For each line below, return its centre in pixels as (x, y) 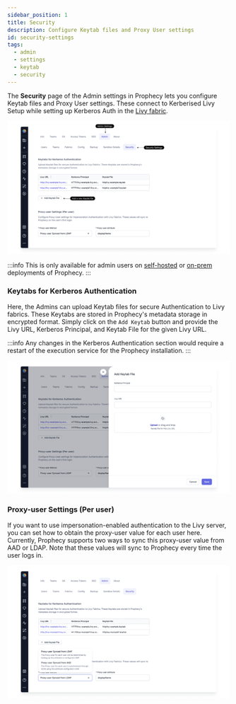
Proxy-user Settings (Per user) (61, 509)
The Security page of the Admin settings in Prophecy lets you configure (112, 96)
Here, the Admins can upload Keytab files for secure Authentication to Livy (116, 306)
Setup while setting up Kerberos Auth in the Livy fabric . (88, 110)
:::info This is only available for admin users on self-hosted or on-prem (110, 265)
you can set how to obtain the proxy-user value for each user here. (105, 532)
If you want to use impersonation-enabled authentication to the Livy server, (117, 525)
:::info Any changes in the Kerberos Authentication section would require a (116, 342)
